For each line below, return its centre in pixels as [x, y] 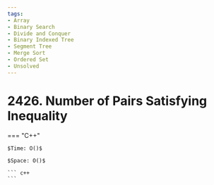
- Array [19, 20]
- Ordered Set [28, 60]
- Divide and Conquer [39, 33]
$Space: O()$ [26, 160]
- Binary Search [31, 27]
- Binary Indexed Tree [41, 40]
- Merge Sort [26, 53]
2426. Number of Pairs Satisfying [107, 101]
